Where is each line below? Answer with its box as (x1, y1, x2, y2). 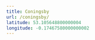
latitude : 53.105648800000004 (6, 19, 82, 25)
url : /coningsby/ (6, 14, 50, 20)
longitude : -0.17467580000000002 (6, 25, 90, 31)
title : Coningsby (6, 8, 50, 15)
